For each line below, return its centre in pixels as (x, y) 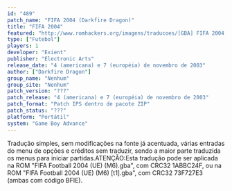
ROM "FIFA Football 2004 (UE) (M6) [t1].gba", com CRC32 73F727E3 (105, 173)
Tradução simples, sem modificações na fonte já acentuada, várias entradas (116, 143)
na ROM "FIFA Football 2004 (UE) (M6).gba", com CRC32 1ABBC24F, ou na (114, 165)
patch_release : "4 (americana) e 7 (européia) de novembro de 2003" (108, 98)
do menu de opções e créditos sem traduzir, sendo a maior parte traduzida (114, 151)
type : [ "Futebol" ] (34, 40)
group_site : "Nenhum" (38, 85)
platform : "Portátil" (38, 117)
